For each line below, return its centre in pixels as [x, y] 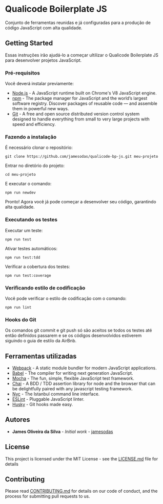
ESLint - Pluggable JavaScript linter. [48, 399]
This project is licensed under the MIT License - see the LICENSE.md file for [81, 458]
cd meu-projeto [20, 175]
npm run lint [18, 307]
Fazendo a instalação [31, 137]
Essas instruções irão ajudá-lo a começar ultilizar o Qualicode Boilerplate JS [82, 55]
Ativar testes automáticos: [31, 248]
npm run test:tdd [23, 257]
